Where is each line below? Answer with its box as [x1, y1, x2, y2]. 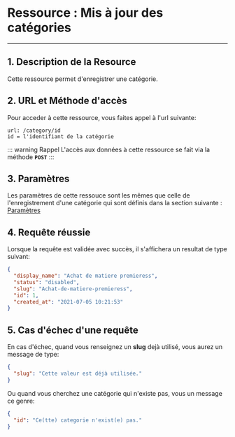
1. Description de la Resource [7, 56, 136, 68]
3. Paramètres [7, 172, 70, 184]
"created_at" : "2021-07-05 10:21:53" [13, 298, 124, 305]
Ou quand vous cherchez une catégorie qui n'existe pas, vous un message [7, 389, 222, 397]
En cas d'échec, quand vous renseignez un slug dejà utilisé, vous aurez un [7, 343, 223, 351]
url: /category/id [7, 127, 61, 134]
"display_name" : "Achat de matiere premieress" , [13, 272, 158, 280]
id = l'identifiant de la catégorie [7, 133, 114, 140]
